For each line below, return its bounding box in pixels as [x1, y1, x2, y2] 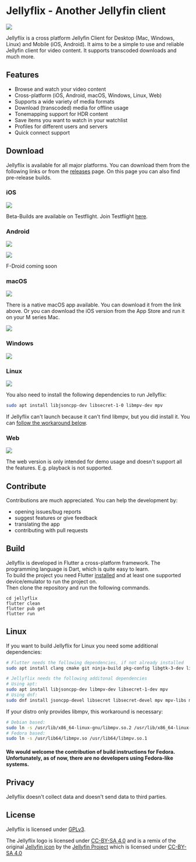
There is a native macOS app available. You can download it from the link [6, 301, 182, 308]
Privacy [6, 778, 35, 788]
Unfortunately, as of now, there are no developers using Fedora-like [6, 754, 173, 761]
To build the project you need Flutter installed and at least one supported [6, 571, 181, 578]
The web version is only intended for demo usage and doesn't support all [6, 458, 183, 466]
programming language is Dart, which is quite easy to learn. [6, 566, 150, 573]
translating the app [14, 520, 60, 527]
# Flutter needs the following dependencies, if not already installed [6, 660, 184, 666]
